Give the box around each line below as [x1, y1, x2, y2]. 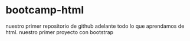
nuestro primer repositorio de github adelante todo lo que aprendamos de [5, 23, 185, 29]
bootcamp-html [5, 3, 84, 17]
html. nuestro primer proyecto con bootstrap [5, 28, 113, 35]
